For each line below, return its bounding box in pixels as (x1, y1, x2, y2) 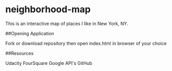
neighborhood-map (5, 4, 91, 15)
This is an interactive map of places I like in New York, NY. (5, 20, 128, 27)
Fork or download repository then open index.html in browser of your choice (5, 40, 167, 46)
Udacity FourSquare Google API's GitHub (5, 60, 92, 66)
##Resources (5, 50, 34, 56)
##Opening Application (5, 30, 54, 36)
